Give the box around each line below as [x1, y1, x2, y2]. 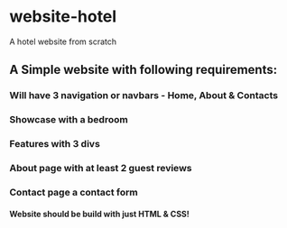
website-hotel [9, 6, 117, 27]
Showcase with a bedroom [9, 114, 128, 126]
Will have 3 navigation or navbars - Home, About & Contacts [9, 89, 278, 102]
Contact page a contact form [9, 186, 138, 198]
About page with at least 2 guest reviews [9, 162, 192, 175]
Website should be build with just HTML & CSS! [9, 208, 190, 219]
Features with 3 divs [9, 138, 101, 150]
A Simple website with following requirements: [9, 62, 278, 78]
